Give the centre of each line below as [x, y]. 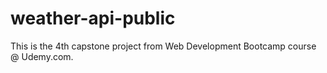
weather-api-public [93, 18]
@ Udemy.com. [42, 56]
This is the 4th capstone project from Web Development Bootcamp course [163, 46]
